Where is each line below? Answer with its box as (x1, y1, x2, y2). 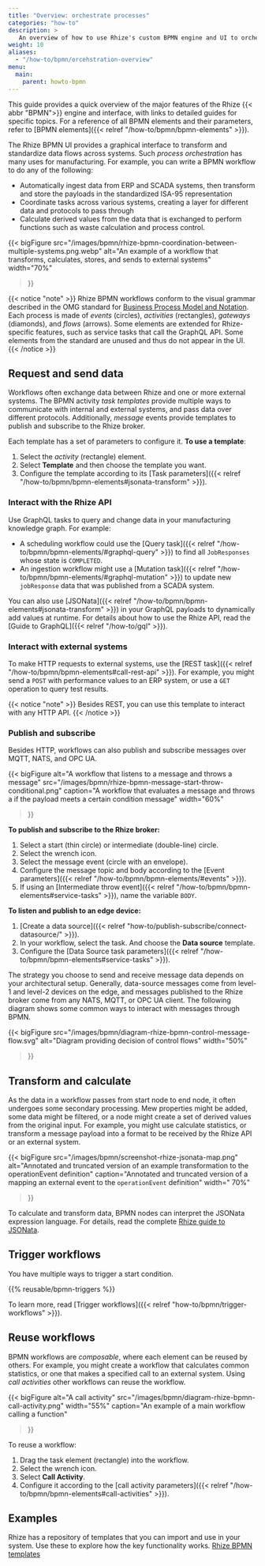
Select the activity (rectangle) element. (19, 452, 147, 462)
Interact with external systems (8, 641, 128, 652)
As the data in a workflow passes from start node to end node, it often (8, 1096, 236, 1105)
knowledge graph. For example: (8, 523, 111, 533)
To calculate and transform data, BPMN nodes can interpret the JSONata (8, 1209, 245, 1218)
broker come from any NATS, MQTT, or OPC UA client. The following (8, 995, 231, 1005)
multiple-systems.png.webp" (8, 246, 103, 255)
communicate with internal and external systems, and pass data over (8, 405, 233, 414)
